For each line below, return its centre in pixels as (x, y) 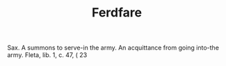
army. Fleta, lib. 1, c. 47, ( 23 (47, 55)
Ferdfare (117, 13)
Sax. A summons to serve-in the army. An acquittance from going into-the (113, 48)
